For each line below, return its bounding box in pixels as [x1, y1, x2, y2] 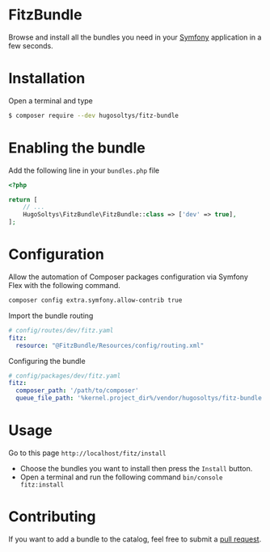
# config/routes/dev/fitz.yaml [8, 326, 114, 334]
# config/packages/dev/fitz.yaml [8, 371, 121, 380]
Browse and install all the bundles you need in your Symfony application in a [8, 32, 262, 42]
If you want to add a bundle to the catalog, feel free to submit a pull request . [8, 534, 262, 544]
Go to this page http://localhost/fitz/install [8, 448, 167, 458]
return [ [8, 195, 38, 203]
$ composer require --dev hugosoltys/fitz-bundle [8, 111, 179, 119]
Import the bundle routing [8, 311, 94, 320]
